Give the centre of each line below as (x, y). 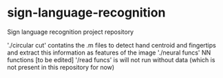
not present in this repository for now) (61, 67)
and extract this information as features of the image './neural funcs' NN (109, 52)
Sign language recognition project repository (71, 32)
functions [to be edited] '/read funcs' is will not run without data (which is (111, 59)
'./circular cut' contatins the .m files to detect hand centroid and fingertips (112, 45)
